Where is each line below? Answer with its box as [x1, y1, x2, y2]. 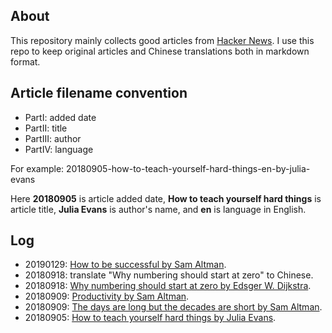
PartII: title [24, 122, 68, 134]
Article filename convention [10, 85, 188, 102]
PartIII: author [24, 132, 82, 144]
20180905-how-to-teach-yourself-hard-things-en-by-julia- [66, 162, 311, 174]
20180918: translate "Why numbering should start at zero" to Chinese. [24, 269, 314, 281]
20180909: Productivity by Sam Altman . [24, 290, 190, 303]
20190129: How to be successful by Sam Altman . [24, 259, 227, 271]
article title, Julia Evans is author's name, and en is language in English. [10, 203, 307, 215]
